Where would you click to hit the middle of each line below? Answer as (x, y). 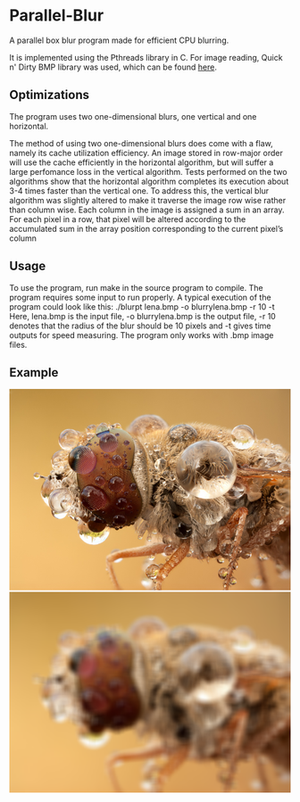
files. (18, 344)
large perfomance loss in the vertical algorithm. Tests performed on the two (148, 171)
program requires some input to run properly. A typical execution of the (140, 297)
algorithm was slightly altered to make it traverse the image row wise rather (148, 200)
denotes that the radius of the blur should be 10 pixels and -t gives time (140, 326)
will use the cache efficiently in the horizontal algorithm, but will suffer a (142, 162)
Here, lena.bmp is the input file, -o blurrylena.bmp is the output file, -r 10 (143, 316)
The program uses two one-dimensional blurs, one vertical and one (133, 116)
